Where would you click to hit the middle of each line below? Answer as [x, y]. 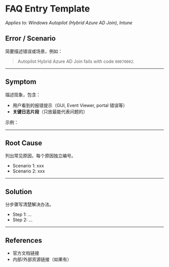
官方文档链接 [26, 253]
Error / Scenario [31, 38]
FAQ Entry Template [48, 9]
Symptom [21, 82]
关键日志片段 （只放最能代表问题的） [50, 112]
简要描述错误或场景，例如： [34, 51]
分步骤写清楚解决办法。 [29, 205]
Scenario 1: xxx [28, 166]
